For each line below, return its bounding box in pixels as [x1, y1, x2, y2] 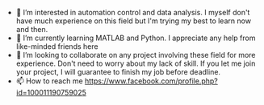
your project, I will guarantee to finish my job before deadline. [15, 67, 220, 76]
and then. [15, 25, 48, 34]
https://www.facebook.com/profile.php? [84, 76, 218, 86]
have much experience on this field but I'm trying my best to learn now [15, 16, 252, 26]
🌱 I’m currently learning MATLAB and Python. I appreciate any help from [15, 33, 256, 42]
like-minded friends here [15, 42, 98, 51]
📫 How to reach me [15, 76, 83, 86]
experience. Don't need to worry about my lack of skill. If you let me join [15, 59, 256, 68]
